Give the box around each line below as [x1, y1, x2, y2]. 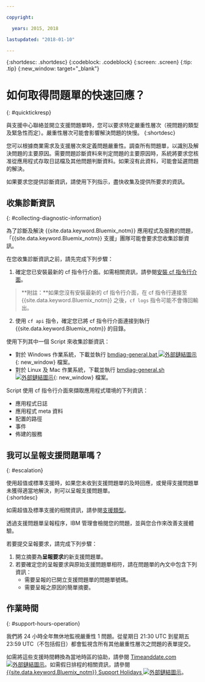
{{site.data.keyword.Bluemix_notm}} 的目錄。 [15, 325, 129, 332]
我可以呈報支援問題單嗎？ [6, 450, 103, 461]
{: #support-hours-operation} [6, 620, 81, 627]
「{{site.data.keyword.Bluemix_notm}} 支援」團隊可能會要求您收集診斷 [6, 235, 184, 242]
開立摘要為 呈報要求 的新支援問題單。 [15, 553, 107, 560]
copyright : [6, 14, 34, 20]
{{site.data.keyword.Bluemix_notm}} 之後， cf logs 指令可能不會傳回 [21, 297, 193, 304]
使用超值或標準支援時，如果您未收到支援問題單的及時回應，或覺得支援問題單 [6, 479, 199, 486]
